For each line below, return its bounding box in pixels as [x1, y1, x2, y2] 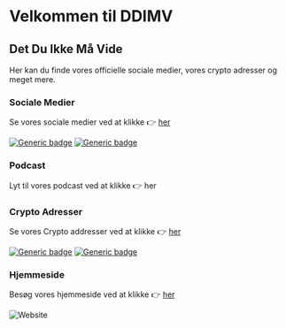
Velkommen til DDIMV [9, 6, 174, 27]
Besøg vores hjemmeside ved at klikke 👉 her [9, 289, 175, 300]
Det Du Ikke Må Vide [9, 42, 123, 57]
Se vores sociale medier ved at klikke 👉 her [9, 117, 171, 127]
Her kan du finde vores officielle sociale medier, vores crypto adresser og [9, 65, 277, 75]
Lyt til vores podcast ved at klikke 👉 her [9, 179, 157, 191]
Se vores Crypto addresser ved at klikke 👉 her [9, 225, 182, 236]
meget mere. [9, 74, 56, 85]
